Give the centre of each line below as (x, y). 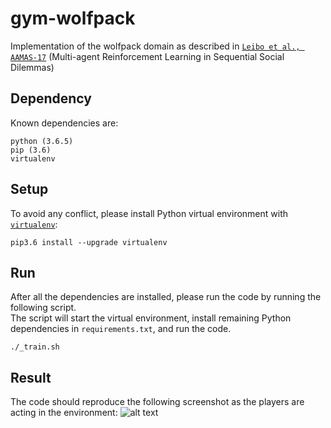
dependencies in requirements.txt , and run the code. (121, 329)
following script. (43, 308)
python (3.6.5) (42, 141)
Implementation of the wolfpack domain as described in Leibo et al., (155, 46)
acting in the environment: (64, 413)
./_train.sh (35, 347)
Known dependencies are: (64, 123)
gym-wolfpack (73, 18)
